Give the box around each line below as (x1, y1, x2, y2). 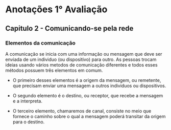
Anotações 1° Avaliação (5, 4, 108, 15)
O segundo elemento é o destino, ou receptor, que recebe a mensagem (12, 92, 163, 98)
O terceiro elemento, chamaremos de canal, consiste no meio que (12, 107, 152, 114)
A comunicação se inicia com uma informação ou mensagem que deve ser (5, 51, 162, 57)
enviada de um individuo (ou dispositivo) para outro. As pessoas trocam (5, 56, 157, 62)
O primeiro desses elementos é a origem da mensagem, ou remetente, (12, 77, 161, 83)
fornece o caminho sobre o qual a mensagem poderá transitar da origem (12, 113, 166, 119)
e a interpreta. (12, 98, 42, 104)
